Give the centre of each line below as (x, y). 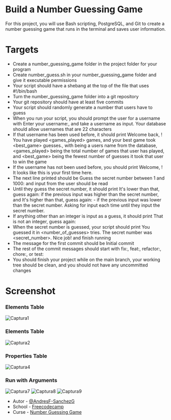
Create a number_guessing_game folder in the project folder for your (85, 64)
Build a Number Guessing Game (74, 9)
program (22, 69)
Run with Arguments (31, 380)
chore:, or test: (28, 254)
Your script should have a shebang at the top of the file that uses (81, 85)
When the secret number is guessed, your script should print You (81, 227)
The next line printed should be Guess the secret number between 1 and (89, 178)
